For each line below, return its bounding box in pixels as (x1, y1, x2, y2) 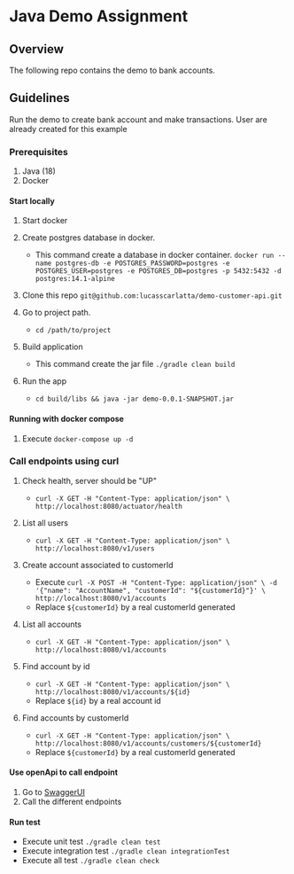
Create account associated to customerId (21, 559, 174, 570)
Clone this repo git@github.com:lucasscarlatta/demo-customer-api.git (21, 290, 282, 300)
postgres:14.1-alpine (35, 275, 115, 284)
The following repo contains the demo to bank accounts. (9, 65, 215, 75)
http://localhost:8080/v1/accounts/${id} (35, 687, 190, 697)
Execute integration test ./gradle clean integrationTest (21, 846, 230, 856)
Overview (9, 42, 65, 57)
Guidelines (9, 90, 70, 105)
